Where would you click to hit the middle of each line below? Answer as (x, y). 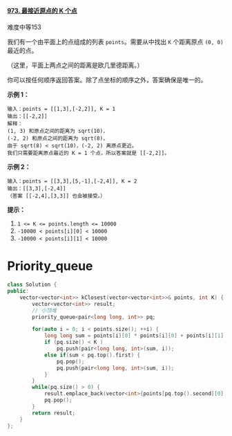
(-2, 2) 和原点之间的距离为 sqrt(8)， (58, 138)
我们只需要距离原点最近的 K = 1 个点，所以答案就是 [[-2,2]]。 (89, 153)
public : (18, 291)
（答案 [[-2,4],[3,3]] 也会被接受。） (56, 196)
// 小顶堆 (45, 310)
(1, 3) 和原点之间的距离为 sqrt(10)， (58, 131)
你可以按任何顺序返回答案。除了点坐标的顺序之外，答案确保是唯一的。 (107, 80)
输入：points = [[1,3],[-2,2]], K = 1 (61, 109)
